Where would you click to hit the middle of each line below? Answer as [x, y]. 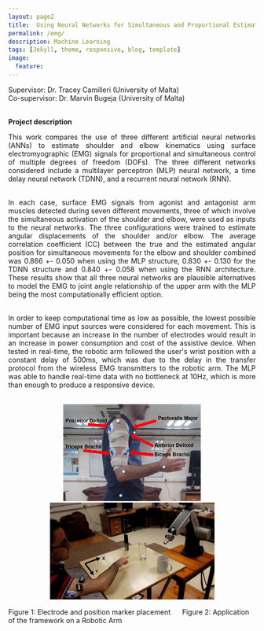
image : [19, 58]
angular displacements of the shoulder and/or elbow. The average [132, 235]
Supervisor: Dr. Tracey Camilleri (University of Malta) [93, 90]
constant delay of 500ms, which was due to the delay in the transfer [132, 360]
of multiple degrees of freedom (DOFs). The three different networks [132, 162]
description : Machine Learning [59, 42]
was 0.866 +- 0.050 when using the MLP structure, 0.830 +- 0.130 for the [132, 260]
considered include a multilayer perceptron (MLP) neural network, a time [132, 170]
